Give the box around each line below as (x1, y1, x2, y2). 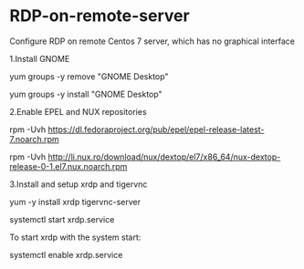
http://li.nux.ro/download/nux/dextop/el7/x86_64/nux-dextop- (47, 151, 281, 162)
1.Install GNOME (9, 53, 70, 64)
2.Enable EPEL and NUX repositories (9, 106, 148, 117)
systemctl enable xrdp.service (9, 249, 123, 260)
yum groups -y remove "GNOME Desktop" (9, 70, 169, 82)
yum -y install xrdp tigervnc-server (9, 196, 142, 207)
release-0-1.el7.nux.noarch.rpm (9, 160, 128, 171)
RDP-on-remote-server (9, 5, 190, 26)
